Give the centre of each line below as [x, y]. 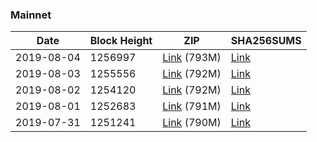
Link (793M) [192, 58]
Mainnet [31, 15]
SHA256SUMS [266, 41]
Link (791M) [192, 106]
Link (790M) [192, 123]
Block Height [121, 41]
